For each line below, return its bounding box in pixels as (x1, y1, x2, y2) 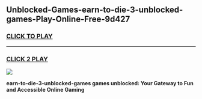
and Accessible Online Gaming (6, 86, 85, 93)
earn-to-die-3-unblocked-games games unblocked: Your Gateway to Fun (6, 79, 194, 86)
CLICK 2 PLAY (6, 55, 48, 63)
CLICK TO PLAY (6, 32, 53, 41)
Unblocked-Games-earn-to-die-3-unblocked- (6, 5, 183, 15)
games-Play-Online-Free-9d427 (6, 14, 130, 25)
